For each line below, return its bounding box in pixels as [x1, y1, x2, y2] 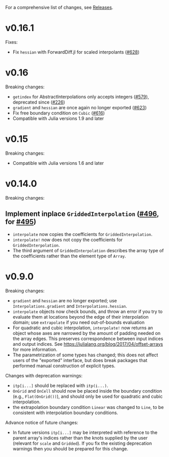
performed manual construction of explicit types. [12, 363, 116, 369]
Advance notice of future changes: [5, 419, 78, 425]
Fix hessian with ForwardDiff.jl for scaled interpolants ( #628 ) [12, 49, 140, 55]
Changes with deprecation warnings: [5, 372, 83, 378]
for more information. [12, 346, 58, 352]
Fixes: [5, 39, 18, 45]
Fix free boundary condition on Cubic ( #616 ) [12, 110, 105, 116]
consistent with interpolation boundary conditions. [12, 410, 119, 416]
